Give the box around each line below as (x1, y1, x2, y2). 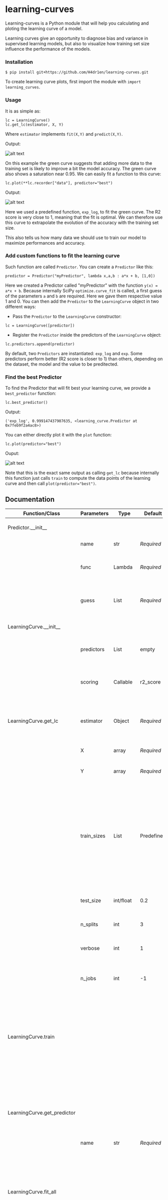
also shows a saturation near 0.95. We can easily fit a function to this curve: (5, 171, 161, 177)
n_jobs (80, 974, 96, 981)
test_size (80, 897, 101, 904)
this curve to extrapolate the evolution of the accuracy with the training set (5, 220, 159, 226)
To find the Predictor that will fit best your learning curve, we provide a (5, 385, 151, 391)
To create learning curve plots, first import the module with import (5, 79, 141, 85)
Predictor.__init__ (7, 524, 47, 531)
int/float (113, 897, 132, 904)
